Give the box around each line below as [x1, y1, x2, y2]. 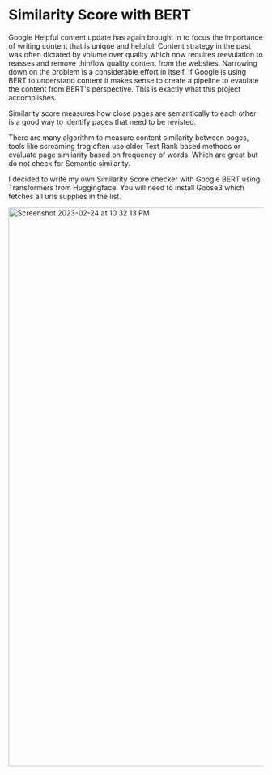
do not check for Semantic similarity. [8, 158, 131, 168]
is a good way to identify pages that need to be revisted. [8, 117, 197, 126]
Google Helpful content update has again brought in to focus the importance [8, 32, 263, 42]
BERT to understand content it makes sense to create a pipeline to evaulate [8, 75, 259, 85]
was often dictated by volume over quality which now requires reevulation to [8, 49, 263, 59]
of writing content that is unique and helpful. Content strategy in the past [8, 40, 251, 50]
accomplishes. [8, 92, 57, 102]
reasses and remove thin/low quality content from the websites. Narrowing [8, 58, 257, 68]
